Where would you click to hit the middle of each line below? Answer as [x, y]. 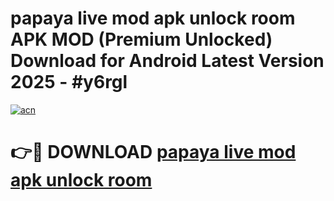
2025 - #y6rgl [69, 82]
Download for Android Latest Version [167, 61]
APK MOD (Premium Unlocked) [141, 39]
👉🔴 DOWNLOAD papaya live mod [153, 152]
